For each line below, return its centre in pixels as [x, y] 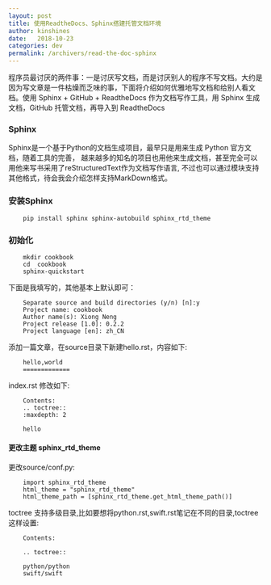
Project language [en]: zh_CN [74, 331]
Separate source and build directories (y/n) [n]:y [111, 303]
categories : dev [35, 46]
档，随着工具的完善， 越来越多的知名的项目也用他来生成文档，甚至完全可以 [133, 158]
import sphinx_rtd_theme [65, 483]
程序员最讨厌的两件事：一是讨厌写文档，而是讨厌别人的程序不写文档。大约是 [135, 77]
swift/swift [43, 574]
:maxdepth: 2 [45, 415]
